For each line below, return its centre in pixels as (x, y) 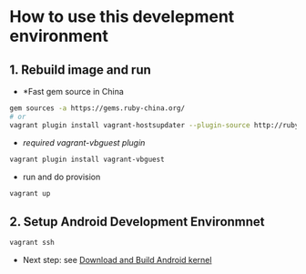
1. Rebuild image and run (81, 70)
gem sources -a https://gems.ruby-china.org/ (97, 108)
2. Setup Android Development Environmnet (138, 222)
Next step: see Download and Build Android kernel (117, 260)
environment (59, 36)
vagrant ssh (32, 243)
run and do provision (61, 177)
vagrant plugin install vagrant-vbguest (87, 159)
